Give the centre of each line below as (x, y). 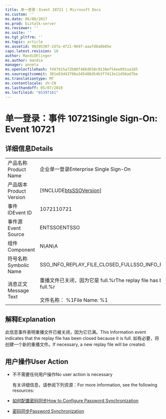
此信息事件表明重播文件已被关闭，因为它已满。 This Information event (76, 332)
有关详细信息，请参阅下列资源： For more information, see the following (85, 385)
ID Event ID (20, 213)
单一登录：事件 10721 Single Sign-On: (82, 118)
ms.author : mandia (24, 60)
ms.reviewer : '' (22, 28)
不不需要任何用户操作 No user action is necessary (62, 374)
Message (18, 291)
